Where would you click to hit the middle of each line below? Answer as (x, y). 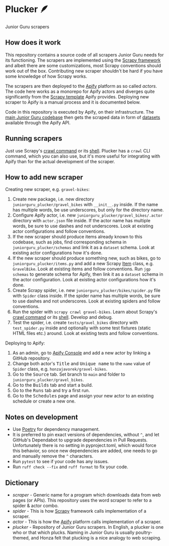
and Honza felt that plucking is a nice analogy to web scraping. (96, 538)
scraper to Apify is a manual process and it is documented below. (73, 102)
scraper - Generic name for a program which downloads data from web (87, 495)
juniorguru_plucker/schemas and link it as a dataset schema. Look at (83, 247)
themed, (21, 538)
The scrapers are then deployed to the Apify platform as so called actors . (81, 86)
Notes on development (41, 417)
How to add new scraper (44, 177)
